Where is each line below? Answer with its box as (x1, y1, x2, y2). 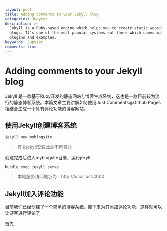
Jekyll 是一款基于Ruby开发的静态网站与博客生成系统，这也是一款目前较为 (5, 93, 155, 99)
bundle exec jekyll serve (5, 165, 59, 170)
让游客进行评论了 (5, 210, 40, 216)
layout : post (5, 7, 32, 12)
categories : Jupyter (5, 16, 48, 21)
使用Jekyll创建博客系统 (5, 121, 77, 129)
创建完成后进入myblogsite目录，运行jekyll (5, 155, 91, 161)
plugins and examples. (9, 35, 57, 40)
